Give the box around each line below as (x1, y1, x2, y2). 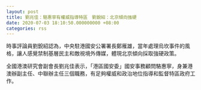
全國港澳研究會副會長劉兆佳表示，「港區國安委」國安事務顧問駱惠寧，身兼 (6, 63, 188, 70)
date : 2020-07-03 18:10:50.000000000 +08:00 (6, 20, 119, 26)
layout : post (6, 8, 39, 15)
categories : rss (6, 25, 47, 32)
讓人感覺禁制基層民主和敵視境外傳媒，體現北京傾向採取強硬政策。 (16, 50, 180, 57)
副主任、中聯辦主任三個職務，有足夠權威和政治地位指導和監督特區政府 (16, 70, 190, 77)
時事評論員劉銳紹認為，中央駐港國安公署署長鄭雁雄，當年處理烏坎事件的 (6, 42, 185, 49)
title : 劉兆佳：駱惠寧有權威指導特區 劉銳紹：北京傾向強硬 (6, 14, 137, 20)
